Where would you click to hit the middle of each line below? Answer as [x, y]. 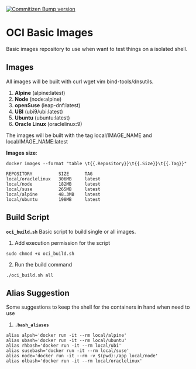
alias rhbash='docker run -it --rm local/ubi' [64, 346]
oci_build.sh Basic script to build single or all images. [71, 231]
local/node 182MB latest [53, 184]
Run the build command [43, 264]
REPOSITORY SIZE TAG [49, 174]
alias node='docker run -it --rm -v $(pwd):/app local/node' [82, 356]
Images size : [22, 153]
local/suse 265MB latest [53, 189]
